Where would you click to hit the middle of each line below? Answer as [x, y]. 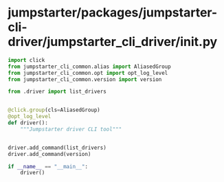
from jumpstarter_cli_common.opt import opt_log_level [88, 73]
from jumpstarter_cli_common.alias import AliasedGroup [89, 67]
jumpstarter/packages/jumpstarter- [113, 13]
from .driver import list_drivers [57, 92]
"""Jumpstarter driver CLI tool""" [71, 129]
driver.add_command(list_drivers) [57, 148]
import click [26, 60]
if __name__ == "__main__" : [48, 166]
